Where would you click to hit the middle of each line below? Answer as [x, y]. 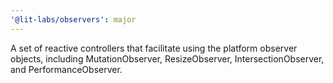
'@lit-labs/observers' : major [73, 19]
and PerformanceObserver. [66, 69]
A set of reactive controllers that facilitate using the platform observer [154, 48]
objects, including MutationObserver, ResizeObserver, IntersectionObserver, [167, 58]
